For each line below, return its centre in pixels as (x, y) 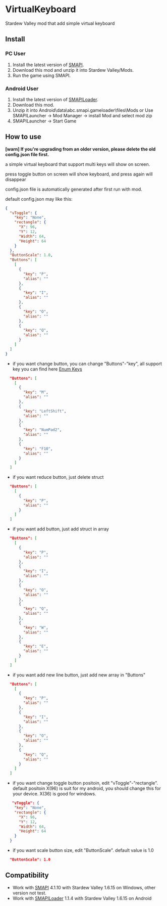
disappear (16, 179)
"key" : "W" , (36, 627)
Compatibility (27, 875)
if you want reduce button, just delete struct (58, 477)
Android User (22, 88)
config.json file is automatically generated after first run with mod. (74, 189)
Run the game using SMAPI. (41, 75)
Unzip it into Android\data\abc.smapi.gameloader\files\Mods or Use (83, 110)
